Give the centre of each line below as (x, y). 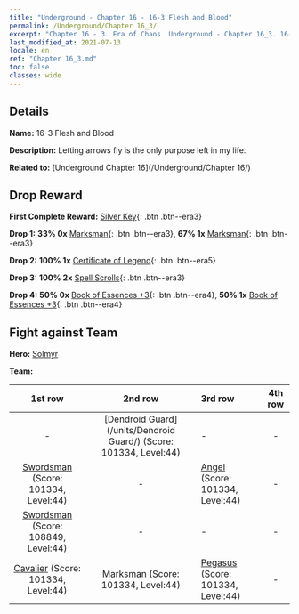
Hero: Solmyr (34, 354)
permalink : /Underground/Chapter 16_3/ (83, 26)
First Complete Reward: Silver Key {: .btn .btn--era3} (106, 217)
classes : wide (36, 76)
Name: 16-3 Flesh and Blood (61, 133)
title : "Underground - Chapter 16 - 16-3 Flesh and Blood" (121, 17)
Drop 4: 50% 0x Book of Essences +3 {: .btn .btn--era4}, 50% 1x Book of (144, 295)
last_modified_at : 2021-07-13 (65, 42)
